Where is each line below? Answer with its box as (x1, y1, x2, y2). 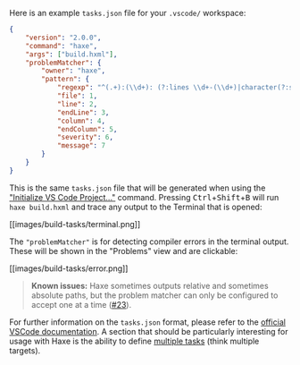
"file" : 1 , (56, 91, 98, 100)
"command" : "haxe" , (25, 41, 98, 50)
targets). (9, 344, 41, 356)
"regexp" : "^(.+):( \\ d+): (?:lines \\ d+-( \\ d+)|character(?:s (56, 83, 294, 92)
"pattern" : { (41, 75, 90, 84)
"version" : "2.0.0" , (25, 33, 102, 42)
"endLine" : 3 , (56, 107, 110, 117)
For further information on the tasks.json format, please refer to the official (9, 317, 286, 327)
